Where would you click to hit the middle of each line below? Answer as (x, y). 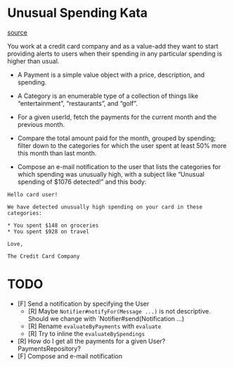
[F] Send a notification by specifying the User (83, 304)
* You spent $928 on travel (48, 231)
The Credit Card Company (44, 256)
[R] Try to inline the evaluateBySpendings (86, 333)
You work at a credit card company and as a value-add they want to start (113, 46)
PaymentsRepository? (49, 348)
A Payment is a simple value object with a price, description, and (111, 75)
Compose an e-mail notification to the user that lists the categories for (119, 166)
